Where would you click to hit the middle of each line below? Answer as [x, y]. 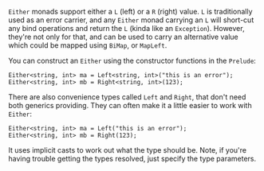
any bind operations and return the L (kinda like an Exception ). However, [126, 28]
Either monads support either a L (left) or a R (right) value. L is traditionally [130, 12]
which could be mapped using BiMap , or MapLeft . [88, 45]
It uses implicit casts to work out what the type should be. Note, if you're [128, 150]
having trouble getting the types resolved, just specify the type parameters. [132, 159]
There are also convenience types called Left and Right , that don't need [127, 97]
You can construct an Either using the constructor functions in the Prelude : [132, 60]
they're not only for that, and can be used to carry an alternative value [124, 37]
